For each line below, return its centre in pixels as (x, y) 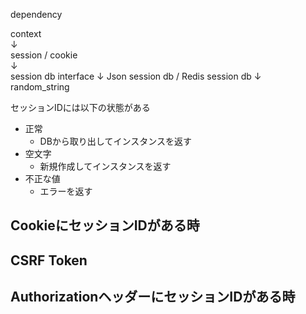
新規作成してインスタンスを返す (105, 166)
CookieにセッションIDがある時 (105, 225)
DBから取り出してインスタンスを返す (115, 141)
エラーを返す (66, 191)
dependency (36, 14)
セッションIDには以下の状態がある (80, 107)
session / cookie (44, 55)
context (26, 33)
